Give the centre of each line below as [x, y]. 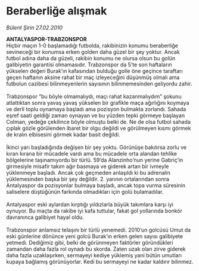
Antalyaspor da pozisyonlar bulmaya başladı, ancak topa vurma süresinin [96, 185]
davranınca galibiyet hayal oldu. [45, 217]
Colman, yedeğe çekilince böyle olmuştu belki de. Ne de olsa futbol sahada [98, 121]
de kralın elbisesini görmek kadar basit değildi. [63, 134]
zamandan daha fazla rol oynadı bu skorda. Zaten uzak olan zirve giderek [96, 249]
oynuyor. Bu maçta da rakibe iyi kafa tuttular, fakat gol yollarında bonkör [94, 211]
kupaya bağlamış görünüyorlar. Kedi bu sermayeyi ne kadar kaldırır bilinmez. [100, 261]
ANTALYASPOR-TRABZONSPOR [47, 39]
